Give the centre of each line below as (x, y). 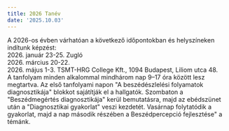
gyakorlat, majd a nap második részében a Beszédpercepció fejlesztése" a (115, 114)
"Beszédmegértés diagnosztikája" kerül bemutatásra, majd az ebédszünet (114, 99)
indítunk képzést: (32, 47)
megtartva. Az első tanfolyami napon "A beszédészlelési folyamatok (105, 84)
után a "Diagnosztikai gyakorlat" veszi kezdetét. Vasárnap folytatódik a (110, 107)
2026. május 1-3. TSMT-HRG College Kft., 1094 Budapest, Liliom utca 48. (113, 70)
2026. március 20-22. (39, 62)
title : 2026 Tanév (34, 14)
